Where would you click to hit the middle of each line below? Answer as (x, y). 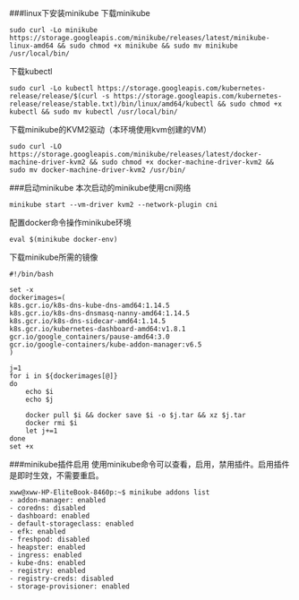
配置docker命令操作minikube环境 (70, 223)
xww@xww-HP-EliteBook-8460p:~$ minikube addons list (110, 493)
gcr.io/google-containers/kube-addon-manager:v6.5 (106, 345)
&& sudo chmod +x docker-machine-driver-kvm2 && (182, 162)
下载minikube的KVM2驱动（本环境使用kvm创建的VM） (111, 129)
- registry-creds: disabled (62, 579)
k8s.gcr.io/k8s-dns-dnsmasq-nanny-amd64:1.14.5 (100, 313)
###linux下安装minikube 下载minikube (80, 13)
